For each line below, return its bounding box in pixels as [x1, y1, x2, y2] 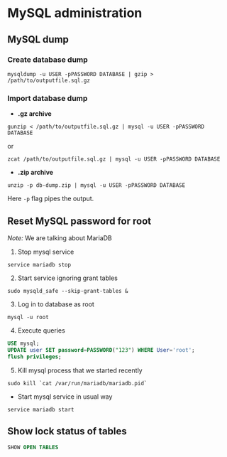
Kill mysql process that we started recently [17, 366, 143, 375]
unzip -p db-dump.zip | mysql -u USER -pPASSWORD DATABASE [7, 182, 186, 189]
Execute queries [17, 326, 65, 335]
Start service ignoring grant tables [17, 274, 118, 282]
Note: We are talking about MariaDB [7, 233, 112, 242]
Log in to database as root [17, 300, 94, 308]
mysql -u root [7, 313, 50, 321]
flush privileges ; [7, 353, 62, 360]
